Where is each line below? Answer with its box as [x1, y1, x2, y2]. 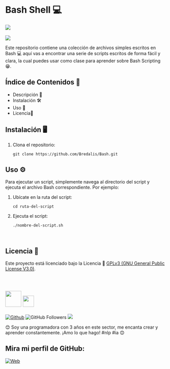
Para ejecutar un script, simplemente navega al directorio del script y [5, 179, 150, 185]
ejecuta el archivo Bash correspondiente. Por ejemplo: [5, 184, 119, 191]
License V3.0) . [5, 266, 36, 272]
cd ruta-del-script [12, 204, 54, 210]
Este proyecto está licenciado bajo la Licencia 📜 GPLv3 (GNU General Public [5, 260, 165, 266]
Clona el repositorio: [12, 142, 55, 148]
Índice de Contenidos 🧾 [5, 78, 80, 87]
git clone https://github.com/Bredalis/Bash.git [12, 151, 118, 156]
